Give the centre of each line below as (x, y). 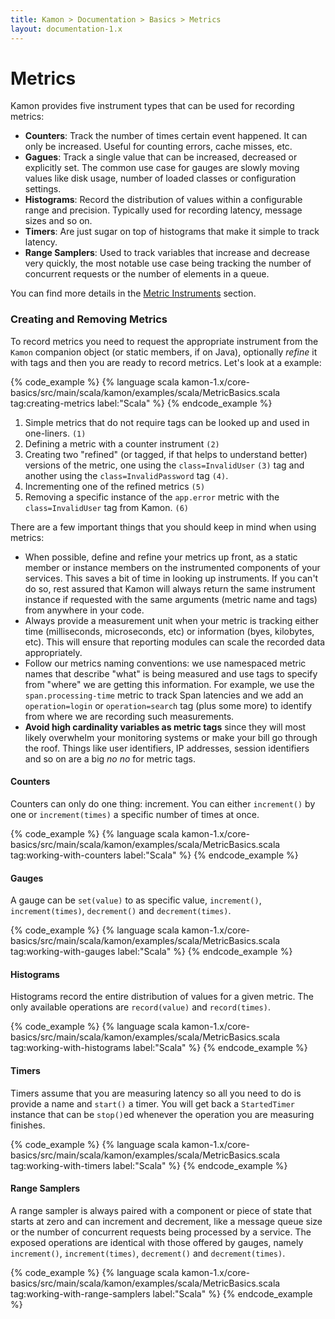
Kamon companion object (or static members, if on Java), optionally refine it (164, 352)
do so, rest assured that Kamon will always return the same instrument (170, 588)
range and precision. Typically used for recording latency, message (163, 210)
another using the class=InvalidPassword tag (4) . (126, 475)
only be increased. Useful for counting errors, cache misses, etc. (158, 147)
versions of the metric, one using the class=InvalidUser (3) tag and (164, 465)
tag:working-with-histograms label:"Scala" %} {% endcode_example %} (159, 1048)
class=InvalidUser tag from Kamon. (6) (106, 507)
